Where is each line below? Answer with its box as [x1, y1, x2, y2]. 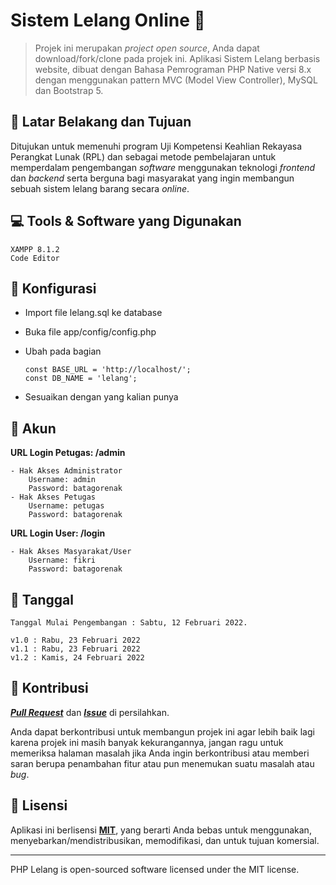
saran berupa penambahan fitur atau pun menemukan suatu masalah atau [10, 757, 315, 769]
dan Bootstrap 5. [34, 84, 104, 96]
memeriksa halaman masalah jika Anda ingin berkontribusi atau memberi [10, 747, 310, 759]
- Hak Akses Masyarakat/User [10, 547, 132, 557]
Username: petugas [28, 501, 105, 511]
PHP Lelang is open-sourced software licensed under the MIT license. [10, 863, 300, 875]
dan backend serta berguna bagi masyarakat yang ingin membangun [10, 172, 295, 184]
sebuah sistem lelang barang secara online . [10, 182, 190, 194]
